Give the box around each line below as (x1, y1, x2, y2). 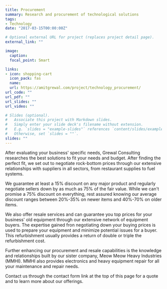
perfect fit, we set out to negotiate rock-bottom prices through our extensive (5, 160, 162, 166)
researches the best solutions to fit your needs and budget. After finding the (5, 155, 161, 161)
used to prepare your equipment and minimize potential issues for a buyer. (5, 227, 158, 233)
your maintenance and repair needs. (5, 263, 80, 269)
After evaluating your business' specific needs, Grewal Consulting (5, 149, 141, 155)
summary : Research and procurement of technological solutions (5, 12, 139, 17)
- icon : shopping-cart (5, 71, 52, 76)
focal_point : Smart (9, 58, 50, 63)
